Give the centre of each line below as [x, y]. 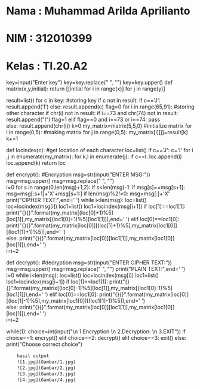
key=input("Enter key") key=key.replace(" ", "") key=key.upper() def [90, 83]
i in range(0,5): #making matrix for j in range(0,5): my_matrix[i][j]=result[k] [97, 132]
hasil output [33, 356]
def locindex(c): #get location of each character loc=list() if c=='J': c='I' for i [100, 150]
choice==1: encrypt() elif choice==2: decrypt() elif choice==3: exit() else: [96, 338]
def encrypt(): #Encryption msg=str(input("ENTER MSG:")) [78, 174]
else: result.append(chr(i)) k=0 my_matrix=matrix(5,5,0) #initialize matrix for [99, 126]
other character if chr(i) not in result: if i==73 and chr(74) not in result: [92, 113]
